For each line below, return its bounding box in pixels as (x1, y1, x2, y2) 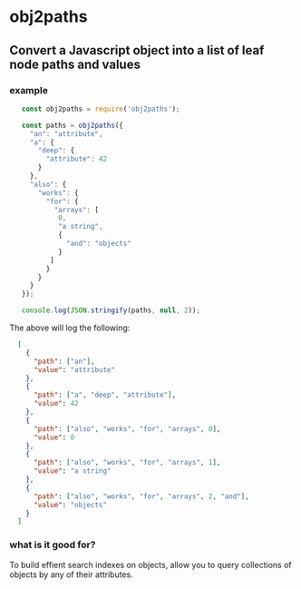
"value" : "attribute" (33, 365, 116, 374)
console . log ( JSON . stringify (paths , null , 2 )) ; (21, 306, 201, 315)
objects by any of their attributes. (9, 569, 133, 580)
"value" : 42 (33, 399, 79, 408)
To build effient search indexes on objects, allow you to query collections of (9, 559, 292, 570)
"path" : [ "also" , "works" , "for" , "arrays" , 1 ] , (33, 458, 221, 467)
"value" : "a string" (33, 466, 112, 476)
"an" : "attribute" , (29, 129, 103, 138)
